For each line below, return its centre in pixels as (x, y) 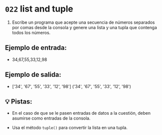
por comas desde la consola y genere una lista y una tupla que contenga (84, 27)
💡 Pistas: (19, 101)
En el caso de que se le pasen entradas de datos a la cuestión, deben (81, 113)
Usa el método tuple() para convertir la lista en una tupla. (70, 128)
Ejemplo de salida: (33, 75)
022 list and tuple (39, 9)
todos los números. (31, 32)
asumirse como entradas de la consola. (51, 118)
